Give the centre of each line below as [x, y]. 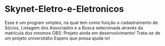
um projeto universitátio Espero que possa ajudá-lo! [57, 38]
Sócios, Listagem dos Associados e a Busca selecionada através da [74, 27]
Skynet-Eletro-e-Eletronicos [64, 9]
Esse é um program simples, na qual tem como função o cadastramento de [81, 23]
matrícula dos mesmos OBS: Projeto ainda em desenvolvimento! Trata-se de [82, 33]
